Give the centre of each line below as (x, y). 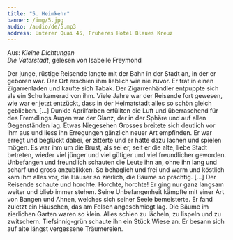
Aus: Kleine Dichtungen (41, 53)
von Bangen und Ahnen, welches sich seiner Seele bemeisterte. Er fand (110, 200)
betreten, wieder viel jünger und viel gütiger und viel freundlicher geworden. (117, 155)
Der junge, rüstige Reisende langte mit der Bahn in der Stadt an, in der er (112, 74)
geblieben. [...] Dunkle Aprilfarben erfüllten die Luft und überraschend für (113, 111)
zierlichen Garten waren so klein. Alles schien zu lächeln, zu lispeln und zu (114, 214)
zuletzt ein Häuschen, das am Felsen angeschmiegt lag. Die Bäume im (108, 207)
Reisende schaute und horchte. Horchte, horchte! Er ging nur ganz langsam (116, 184)
